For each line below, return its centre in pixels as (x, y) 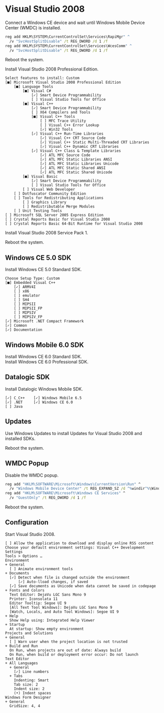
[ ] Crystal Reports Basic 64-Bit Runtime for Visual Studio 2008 (74, 224)
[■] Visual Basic (40, 177)
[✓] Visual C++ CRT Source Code (73, 138)
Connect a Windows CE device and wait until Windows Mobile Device (75, 23)
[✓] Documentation (24, 330)
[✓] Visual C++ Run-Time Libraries (67, 134)
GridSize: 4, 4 (25, 706)
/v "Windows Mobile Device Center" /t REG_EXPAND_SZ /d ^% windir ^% (80, 489)
